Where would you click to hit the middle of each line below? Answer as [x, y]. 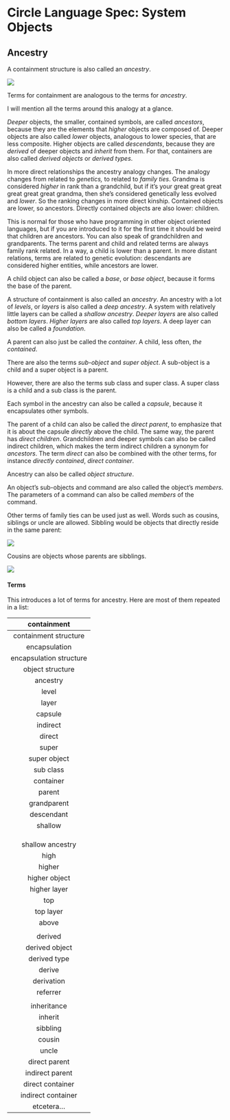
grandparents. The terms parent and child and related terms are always [108, 243]
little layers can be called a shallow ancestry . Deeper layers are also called [113, 314]
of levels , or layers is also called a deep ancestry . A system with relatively [112, 306]
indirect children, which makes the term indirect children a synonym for [108, 446]
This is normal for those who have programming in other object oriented [109, 222]
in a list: [18, 607]
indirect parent [49, 1073]
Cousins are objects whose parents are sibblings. [77, 556]
